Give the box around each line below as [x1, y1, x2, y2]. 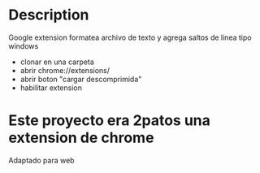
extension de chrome [8, 128, 154, 147]
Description [8, 6, 89, 24]
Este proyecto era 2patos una [8, 111, 211, 130]
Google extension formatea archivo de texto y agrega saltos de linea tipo [8, 32, 252, 42]
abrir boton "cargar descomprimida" [19, 74, 142, 84]
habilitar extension [19, 83, 83, 93]
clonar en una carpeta [19, 57, 95, 67]
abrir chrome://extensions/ [19, 65, 110, 75]
